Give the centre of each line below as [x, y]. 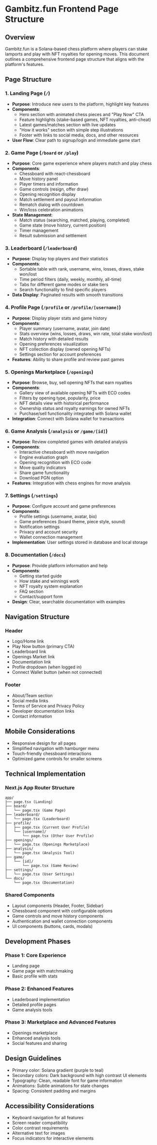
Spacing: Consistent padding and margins [54, 1091]
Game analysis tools [32, 1009]
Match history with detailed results [54, 339]
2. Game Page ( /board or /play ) [42, 153]
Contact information [32, 716]
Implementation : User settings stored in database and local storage [80, 542]
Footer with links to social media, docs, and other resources [79, 135]
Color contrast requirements [40, 1128]
